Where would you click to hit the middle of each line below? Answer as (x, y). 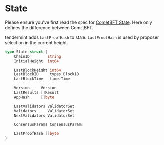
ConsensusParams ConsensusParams (49, 125)
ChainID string (38, 56)
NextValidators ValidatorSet (44, 115)
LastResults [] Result (36, 93)
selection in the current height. (37, 42)
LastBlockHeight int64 (38, 70)
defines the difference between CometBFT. (49, 27)
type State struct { (27, 52)
